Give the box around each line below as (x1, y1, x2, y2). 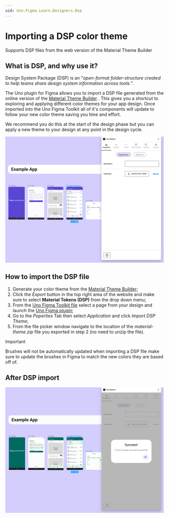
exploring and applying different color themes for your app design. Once (5, 101, 155, 107)
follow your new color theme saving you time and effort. (5, 111, 121, 118)
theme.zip (12, 329, 34, 335)
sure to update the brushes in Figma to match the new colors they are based (5, 353, 163, 359)
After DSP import (5, 374, 59, 382)
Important (5, 338, 26, 344)
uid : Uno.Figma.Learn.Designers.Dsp (5, 8, 82, 13)
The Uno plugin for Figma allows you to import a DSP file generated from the (5, 90, 164, 96)
